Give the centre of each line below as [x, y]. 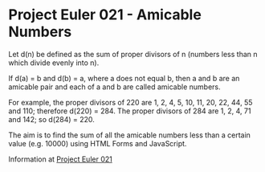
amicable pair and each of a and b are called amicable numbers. [114, 87]
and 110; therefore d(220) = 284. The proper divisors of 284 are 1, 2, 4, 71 [130, 111]
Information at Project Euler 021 [60, 159]
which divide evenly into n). [54, 63]
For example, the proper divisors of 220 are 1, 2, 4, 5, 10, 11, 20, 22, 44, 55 [130, 102]
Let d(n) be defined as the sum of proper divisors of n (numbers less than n [133, 54]
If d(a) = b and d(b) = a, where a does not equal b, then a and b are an [124, 78]
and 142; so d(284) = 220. [51, 119]
